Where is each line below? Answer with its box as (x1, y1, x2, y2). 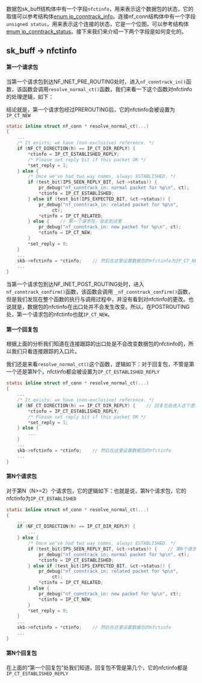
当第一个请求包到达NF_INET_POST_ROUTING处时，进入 (6, 281, 144, 288)
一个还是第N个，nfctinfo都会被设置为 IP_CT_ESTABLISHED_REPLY (6, 368, 160, 375)
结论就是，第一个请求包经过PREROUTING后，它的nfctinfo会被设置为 (6, 106, 176, 113)
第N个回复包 (6, 649, 37, 656)
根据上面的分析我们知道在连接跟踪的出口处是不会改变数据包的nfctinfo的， (6, 340, 189, 348)
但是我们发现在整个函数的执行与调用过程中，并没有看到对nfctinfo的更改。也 (6, 296, 194, 303)
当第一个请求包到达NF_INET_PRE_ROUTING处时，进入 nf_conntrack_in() (6, 78, 186, 85)
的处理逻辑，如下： (6, 93, 54, 100)
